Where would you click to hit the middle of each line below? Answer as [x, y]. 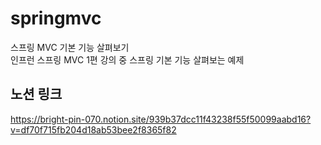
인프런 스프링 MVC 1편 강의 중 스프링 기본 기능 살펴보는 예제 [127, 59]
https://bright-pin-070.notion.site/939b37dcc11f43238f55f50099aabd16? [161, 119]
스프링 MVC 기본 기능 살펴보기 [70, 47]
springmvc [56, 18]
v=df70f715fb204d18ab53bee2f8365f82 [93, 129]
